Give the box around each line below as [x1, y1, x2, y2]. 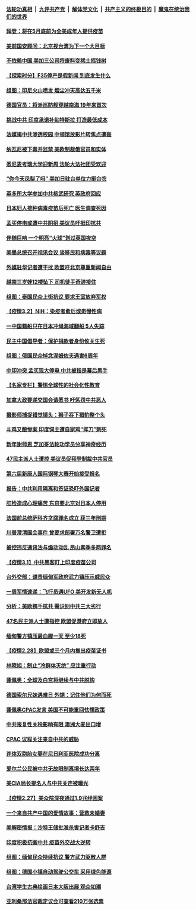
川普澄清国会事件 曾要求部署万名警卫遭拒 [6, 529, 107, 536]
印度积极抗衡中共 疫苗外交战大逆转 [6, 838, 91, 846]
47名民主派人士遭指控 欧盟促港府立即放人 [6, 617, 108, 625]
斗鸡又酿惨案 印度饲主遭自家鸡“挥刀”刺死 [6, 426, 107, 433]
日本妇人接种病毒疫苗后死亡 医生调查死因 [6, 204, 107, 212]
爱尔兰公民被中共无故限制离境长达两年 [6, 765, 100, 772]
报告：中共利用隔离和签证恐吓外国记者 [6, 484, 100, 492]
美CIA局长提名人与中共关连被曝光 [6, 779, 88, 787]
